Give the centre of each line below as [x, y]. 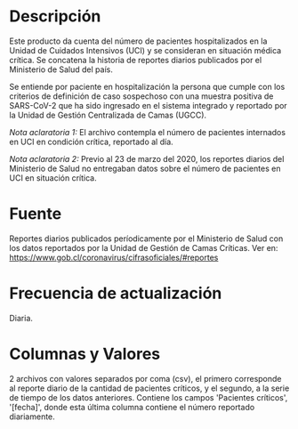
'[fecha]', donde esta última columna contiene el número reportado [132, 407]
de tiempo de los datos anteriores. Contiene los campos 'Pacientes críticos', [149, 397]
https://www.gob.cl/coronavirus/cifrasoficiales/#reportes [114, 257]
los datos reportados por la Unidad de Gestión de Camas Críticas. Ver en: [144, 247]
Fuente [36, 214]
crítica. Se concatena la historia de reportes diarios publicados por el [136, 60]
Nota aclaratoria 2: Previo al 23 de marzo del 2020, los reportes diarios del [147, 158]
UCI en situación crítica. [53, 178]
